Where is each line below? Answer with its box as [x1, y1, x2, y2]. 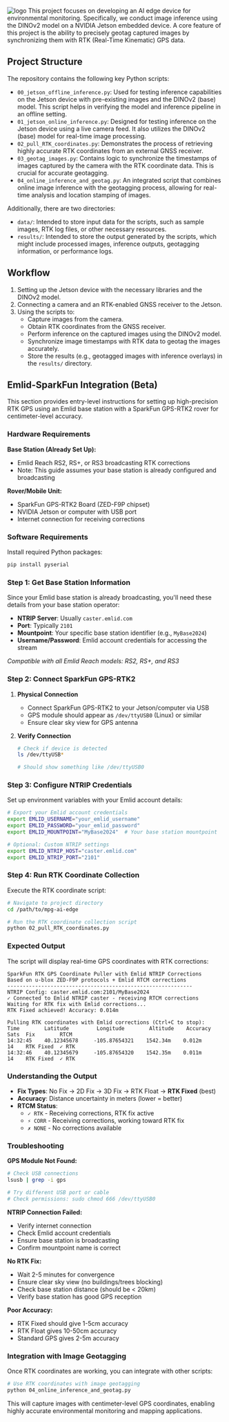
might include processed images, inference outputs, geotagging [17, 240, 200, 248]
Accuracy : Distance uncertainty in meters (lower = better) [17, 1094, 183, 1102]
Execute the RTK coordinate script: [7, 886, 106, 894]
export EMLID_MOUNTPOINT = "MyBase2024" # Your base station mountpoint [7, 829, 217, 836]
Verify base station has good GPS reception [17, 1292, 142, 1301]
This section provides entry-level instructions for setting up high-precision [7, 397, 219, 406]
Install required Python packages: [7, 548, 103, 557]
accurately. [27, 344, 60, 352]
